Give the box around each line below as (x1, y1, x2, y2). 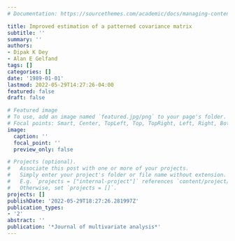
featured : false (7, 88, 55, 95)
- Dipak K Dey (7, 49, 49, 56)
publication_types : (7, 204, 64, 211)
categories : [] (7, 68, 52, 75)
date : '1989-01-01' (7, 75, 64, 82)
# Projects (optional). (7, 159, 77, 166)
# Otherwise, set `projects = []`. (7, 184, 117, 191)
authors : (7, 43, 33, 50)
